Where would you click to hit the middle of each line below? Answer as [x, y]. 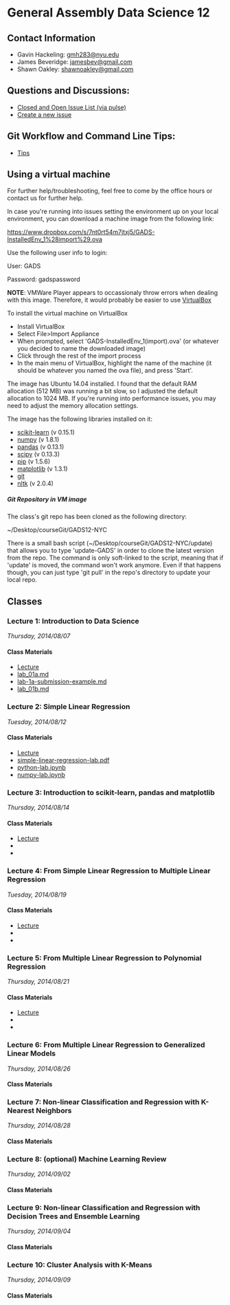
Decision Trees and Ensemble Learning [73, 1216]
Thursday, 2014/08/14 [38, 808]
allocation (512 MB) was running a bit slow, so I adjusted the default [102, 391]
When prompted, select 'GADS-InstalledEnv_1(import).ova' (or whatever [118, 341]
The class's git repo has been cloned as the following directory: [97, 516]
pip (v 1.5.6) [34, 461]
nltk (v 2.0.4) [35, 483]
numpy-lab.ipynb [41, 774]
